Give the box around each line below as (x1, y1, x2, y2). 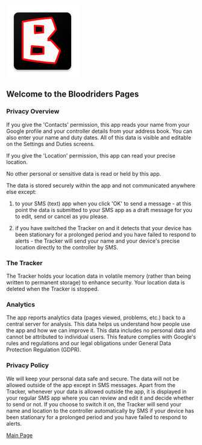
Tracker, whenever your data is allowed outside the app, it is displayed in (6, 388, 187, 395)
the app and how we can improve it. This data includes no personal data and (6, 327, 196, 334)
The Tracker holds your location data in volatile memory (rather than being (6, 272, 191, 280)
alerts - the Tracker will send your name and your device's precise (14, 237, 180, 245)
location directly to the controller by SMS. (14, 243, 119, 251)
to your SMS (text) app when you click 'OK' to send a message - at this (14, 200, 192, 207)
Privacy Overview (6, 107, 60, 116)
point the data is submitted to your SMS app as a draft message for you (14, 206, 193, 213)
